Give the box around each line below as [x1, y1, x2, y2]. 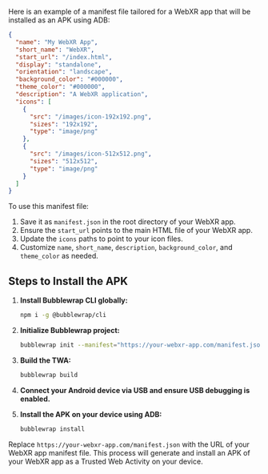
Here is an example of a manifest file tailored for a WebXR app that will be [8, 7, 251, 16]
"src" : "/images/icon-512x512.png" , [29, 150, 152, 158]
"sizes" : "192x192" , [29, 120, 98, 128]
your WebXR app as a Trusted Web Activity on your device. [8, 456, 203, 466]
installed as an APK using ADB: [8, 15, 110, 25]
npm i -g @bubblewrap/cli [19, 311, 106, 319]
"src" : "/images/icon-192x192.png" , [29, 112, 152, 121]
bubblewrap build [19, 371, 78, 379]
